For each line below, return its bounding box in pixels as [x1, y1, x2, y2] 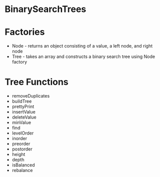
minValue [12, 119, 31, 125]
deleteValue [12, 114, 37, 120]
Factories [5, 26, 45, 38]
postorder [12, 146, 33, 152]
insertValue [12, 109, 36, 115]
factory [12, 59, 27, 65]
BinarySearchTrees [5, 3, 86, 15]
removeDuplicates [12, 93, 50, 99]
